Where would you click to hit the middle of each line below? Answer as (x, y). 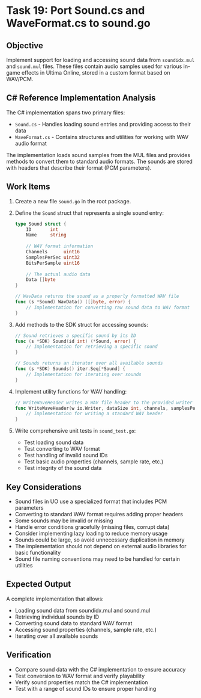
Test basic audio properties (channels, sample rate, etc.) (94, 462)
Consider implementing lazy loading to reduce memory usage (91, 533)
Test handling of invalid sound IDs (66, 456)
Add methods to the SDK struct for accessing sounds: (82, 324)
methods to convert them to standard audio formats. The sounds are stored (100, 161)
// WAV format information (60, 246)
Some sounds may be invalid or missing (64, 520)
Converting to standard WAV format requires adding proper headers (99, 514)
